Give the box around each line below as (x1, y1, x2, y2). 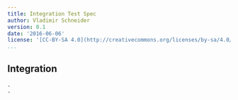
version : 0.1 (7, 23, 46, 30)
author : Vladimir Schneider (7, 17, 91, 24)
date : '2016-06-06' (7, 30, 65, 37)
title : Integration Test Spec (7, 10, 97, 18)
